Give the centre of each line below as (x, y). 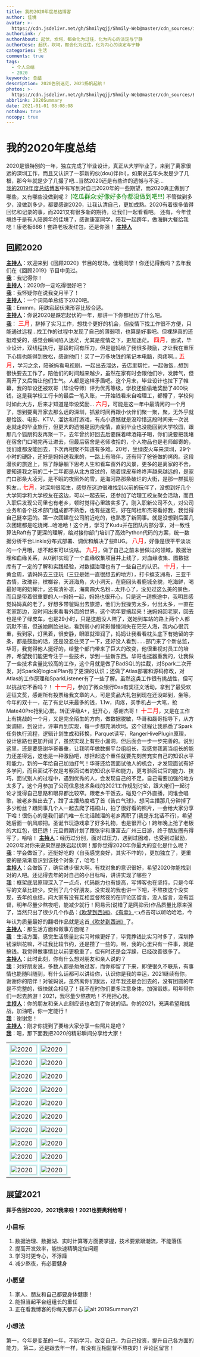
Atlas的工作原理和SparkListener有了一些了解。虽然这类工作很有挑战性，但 (97, 678)
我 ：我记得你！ (24, 278)
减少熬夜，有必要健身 (41, 1263)
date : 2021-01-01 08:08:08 (40, 106)
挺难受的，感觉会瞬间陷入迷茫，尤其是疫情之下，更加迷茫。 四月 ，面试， (96, 340)
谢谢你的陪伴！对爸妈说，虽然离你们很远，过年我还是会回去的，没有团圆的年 (100, 981)
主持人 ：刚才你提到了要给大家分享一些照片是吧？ (66, 1026)
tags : (13, 61)
